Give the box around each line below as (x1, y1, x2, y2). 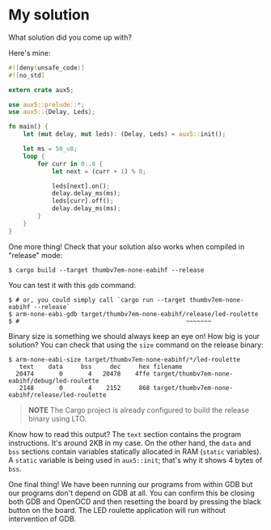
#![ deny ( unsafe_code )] (8, 63, 85, 72)
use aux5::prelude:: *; (8, 100, 85, 108)
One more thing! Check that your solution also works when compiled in (8, 241, 245, 252)
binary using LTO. (28, 413, 87, 423)
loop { (23, 152, 45, 160)
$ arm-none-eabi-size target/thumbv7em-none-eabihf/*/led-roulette (8, 355, 241, 363)
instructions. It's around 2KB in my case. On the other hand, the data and (8, 438, 252, 447)
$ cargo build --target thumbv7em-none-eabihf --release (8, 265, 205, 274)
